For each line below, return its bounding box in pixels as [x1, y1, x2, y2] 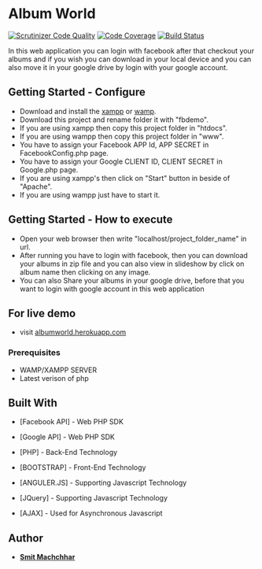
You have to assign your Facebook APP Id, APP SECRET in [19, 139, 209, 150]
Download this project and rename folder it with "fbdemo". [19, 115, 208, 124]
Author [8, 531, 43, 545]
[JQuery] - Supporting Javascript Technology [19, 493, 168, 503]
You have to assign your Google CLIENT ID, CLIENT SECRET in [19, 157, 223, 166]
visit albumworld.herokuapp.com [19, 327, 127, 337]
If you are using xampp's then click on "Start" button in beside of [19, 173, 231, 183]
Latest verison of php [19, 373, 89, 382]
